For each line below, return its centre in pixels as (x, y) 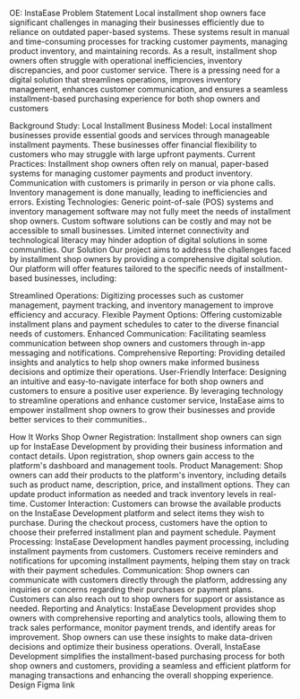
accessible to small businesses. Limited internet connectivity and (129, 231)
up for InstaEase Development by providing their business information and (146, 446)
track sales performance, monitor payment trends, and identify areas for (142, 628)
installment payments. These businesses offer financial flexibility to (133, 144)
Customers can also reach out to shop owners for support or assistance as (147, 599)
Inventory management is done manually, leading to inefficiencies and (138, 192)
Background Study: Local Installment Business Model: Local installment (141, 126)
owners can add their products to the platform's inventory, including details (148, 475)
